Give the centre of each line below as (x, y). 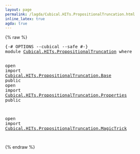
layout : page (18, 10)
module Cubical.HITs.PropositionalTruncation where (69, 52)
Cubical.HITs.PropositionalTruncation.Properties (66, 95)
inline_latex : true (25, 19)
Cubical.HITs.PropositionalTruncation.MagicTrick (66, 129)
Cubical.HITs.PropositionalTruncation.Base (58, 76)
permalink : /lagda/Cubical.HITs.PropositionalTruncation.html (70, 14)
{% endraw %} (20, 147)
